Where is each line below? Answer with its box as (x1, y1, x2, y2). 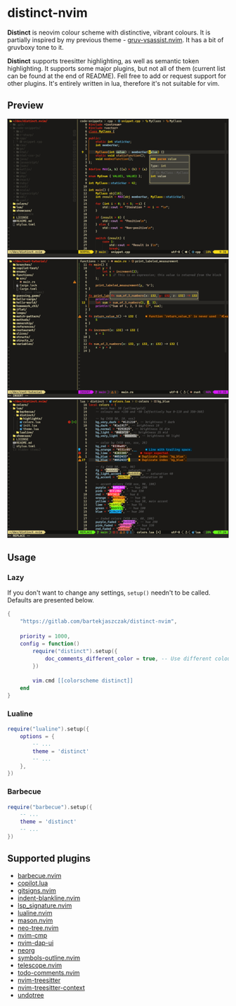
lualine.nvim (17, 908, 53, 917)
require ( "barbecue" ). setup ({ (7, 804, 93, 811)
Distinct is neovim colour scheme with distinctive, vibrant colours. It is (7, 28, 211, 37)
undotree (17, 991, 44, 999)
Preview (7, 100, 44, 112)
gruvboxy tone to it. (7, 43, 65, 51)
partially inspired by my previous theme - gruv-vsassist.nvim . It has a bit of (7, 35, 224, 44)
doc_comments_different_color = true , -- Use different (44, 655, 212, 662)
